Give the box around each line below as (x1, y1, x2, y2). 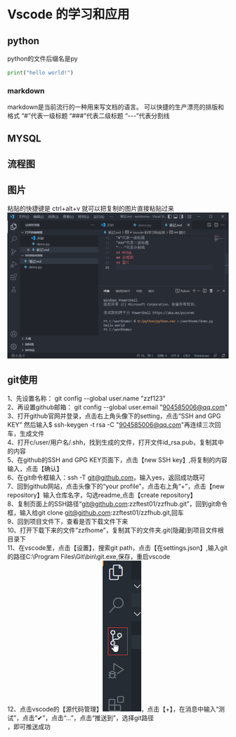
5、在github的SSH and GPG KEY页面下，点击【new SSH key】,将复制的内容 (7, 455, 228, 464)
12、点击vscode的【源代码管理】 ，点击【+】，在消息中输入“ (7, 705, 219, 713)
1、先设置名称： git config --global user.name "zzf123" (7, 394, 166, 402)
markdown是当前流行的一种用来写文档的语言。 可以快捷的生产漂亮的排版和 (7, 103, 225, 111)
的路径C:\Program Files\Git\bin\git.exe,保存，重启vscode (7, 552, 171, 560)
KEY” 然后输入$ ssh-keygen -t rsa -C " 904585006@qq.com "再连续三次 (7, 420, 216, 429)
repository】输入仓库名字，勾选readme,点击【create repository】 (7, 490, 197, 499)
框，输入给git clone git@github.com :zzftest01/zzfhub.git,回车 (7, 508, 184, 517)
